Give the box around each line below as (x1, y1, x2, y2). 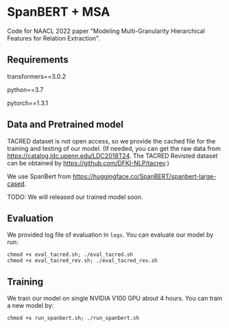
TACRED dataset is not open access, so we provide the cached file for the (7, 137, 216, 145)
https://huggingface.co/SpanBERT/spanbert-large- (72, 172, 217, 180)
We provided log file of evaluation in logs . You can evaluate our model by (7, 231, 214, 239)
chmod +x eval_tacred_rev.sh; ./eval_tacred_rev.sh (7, 257, 158, 264)
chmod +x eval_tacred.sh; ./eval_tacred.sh (7, 251, 134, 258)
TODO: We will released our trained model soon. (7, 193, 143, 201)
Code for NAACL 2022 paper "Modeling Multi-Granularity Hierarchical (7, 27, 206, 35)
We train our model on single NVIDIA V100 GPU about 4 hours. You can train (7, 294, 223, 303)
